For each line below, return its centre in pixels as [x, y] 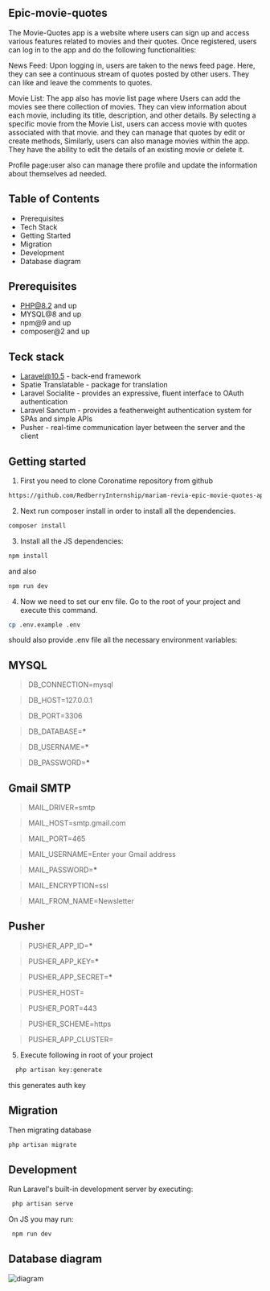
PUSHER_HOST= [56, 992]
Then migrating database [50, 1130]
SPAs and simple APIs [56, 419]
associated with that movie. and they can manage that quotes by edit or [127, 132]
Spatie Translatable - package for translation [94, 385]
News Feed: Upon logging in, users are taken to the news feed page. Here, [132, 65]
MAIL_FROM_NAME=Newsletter [81, 901]
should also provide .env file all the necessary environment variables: [123, 640]
